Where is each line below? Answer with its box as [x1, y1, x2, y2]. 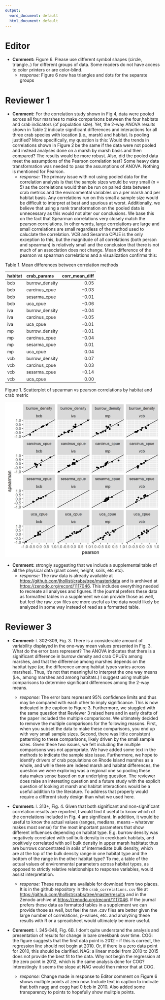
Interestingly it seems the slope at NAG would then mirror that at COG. [12, 964, 155, 969]
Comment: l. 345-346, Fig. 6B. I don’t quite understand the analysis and [12, 927, 159, 933]
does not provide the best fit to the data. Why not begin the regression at [12, 953, 161, 959]
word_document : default [9, 13, 58, 18]
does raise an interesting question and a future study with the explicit [19, 778, 160, 784]
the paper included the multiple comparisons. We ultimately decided [19, 715, 159, 721]
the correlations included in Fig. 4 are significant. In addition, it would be [12, 814, 159, 820]
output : [5, 8, 21, 13]
